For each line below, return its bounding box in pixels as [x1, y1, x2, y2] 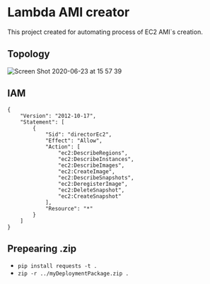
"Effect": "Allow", [45, 137, 103, 144]
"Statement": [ [20, 118, 65, 126]
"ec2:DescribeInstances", [57, 155, 134, 162]
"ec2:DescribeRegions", [57, 149, 129, 156]
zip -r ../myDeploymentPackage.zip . [17, 270, 129, 278]
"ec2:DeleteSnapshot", [57, 187, 125, 194]
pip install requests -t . [17, 263, 98, 270]
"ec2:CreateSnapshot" [57, 192, 122, 200]
